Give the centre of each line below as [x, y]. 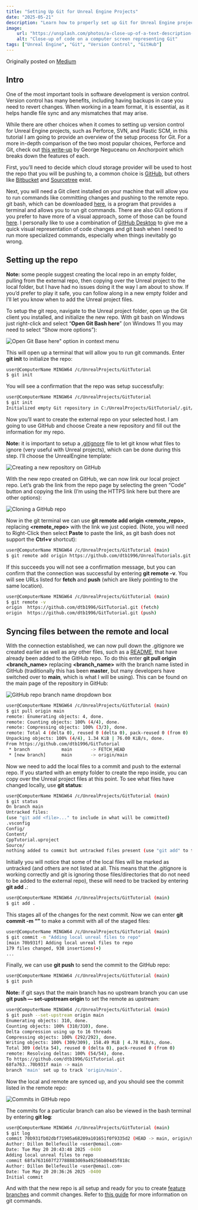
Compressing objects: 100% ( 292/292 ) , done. [62, 1037]
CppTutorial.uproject [33, 840]
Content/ [17, 834]
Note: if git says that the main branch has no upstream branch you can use [97, 993]
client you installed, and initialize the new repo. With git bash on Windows [95, 317]
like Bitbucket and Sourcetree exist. [49, 180]
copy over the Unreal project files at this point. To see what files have [90, 779]
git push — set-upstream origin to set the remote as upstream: [83, 999]
